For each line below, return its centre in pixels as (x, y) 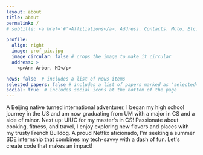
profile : (17, 40)
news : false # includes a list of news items (66, 79)
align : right (28, 45)
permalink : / (23, 23)
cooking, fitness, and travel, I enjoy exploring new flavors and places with (98, 127)
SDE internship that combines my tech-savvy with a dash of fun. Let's (93, 139)
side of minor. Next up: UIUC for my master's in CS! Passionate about (92, 120)
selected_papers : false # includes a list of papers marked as (88, 84)
